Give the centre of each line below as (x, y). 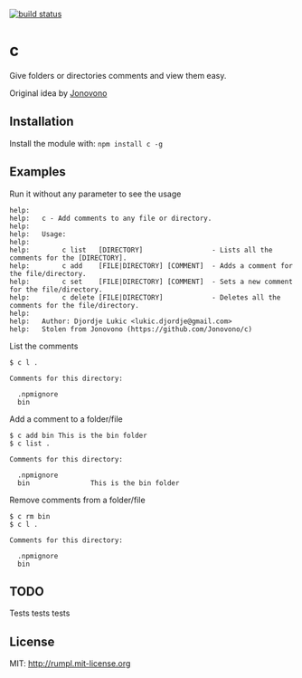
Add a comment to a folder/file (66, 419)
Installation (42, 122)
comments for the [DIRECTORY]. (68, 258)
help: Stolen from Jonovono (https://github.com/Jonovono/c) (131, 329)
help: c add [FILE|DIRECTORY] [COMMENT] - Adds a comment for (151, 266)
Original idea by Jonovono (58, 93)
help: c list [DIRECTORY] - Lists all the (141, 250)
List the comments (44, 346)
